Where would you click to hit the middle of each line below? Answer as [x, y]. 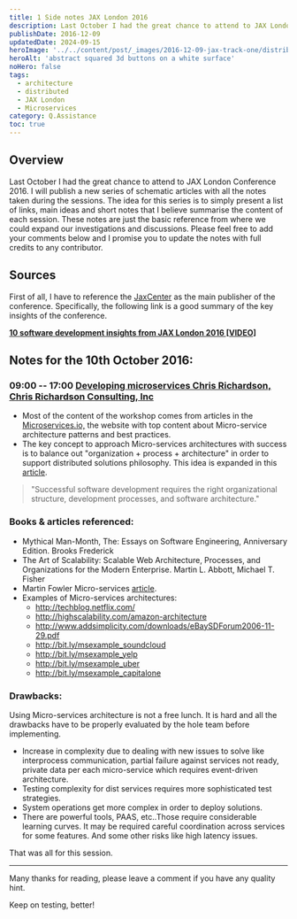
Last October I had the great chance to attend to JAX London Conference [143, 181]
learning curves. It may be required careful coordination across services [153, 826]
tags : [19, 75]
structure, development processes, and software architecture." [145, 499]
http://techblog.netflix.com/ [85, 606]
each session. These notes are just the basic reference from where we [138, 219]
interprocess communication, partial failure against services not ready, [151, 760]
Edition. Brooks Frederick [68, 551]
